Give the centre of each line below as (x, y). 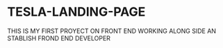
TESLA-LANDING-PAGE (76, 12)
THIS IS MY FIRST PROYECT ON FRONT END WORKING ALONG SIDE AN (112, 31)
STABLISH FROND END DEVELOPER (59, 38)
